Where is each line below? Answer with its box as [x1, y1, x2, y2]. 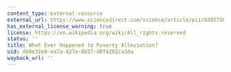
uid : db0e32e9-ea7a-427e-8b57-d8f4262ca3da [7, 49, 134, 56]
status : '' [7, 36, 38, 43]
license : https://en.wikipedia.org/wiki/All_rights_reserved [7, 29, 186, 36]
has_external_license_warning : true [7, 23, 112, 29]
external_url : [7, 16, 48, 23]
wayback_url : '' [7, 55, 54, 62]
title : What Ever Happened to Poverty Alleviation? [7, 42, 158, 49]
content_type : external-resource [7, 10, 103, 17]
